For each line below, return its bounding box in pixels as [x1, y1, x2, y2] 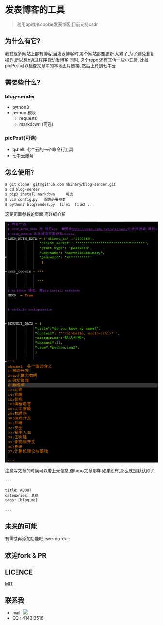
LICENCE [5, 568, 33, 576]
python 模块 [12, 110, 36, 116]
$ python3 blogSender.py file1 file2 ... [5, 202, 95, 207]
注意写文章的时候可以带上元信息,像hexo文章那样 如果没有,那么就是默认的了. [5, 468, 156, 474]
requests [19, 115, 37, 121]
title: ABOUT [5, 488, 32, 493]
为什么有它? [5, 37, 41, 45]
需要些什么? [5, 79, 41, 87]
